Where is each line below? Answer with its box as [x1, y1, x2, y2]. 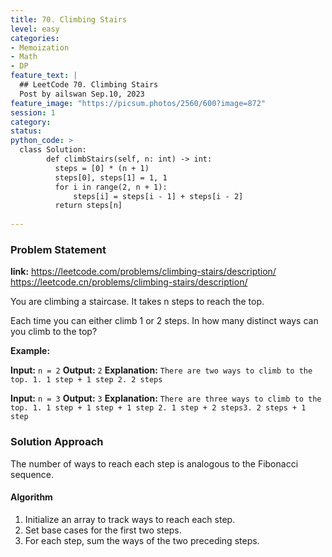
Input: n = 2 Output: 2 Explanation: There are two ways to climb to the [10, 364, 313, 376]
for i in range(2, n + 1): [54, 182, 168, 192]
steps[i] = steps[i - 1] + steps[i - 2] [73, 191, 244, 201]
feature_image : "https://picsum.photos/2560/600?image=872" [10, 98, 267, 108]
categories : [10, 33, 60, 43]
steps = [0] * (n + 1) [54, 163, 150, 173]
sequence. [10, 468, 55, 480]
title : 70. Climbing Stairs [10, 14, 128, 25]
